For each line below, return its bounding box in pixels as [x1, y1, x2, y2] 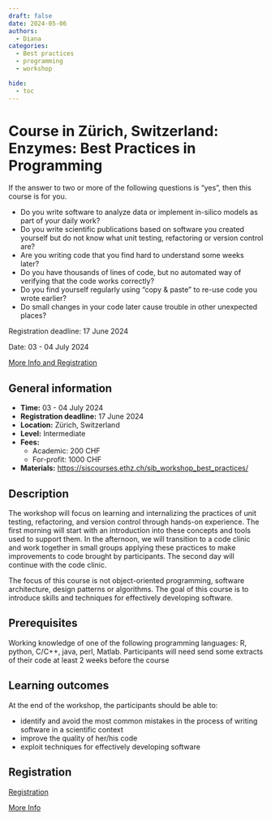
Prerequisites [8, 616, 78, 630]
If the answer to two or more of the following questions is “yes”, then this [8, 183, 252, 193]
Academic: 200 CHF [32, 446, 101, 456]
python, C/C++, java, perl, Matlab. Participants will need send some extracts [8, 646, 264, 656]
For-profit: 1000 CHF [32, 455, 102, 465]
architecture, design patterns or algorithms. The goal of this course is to [8, 585, 249, 595]
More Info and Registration [8, 358, 97, 367]
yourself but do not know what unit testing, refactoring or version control [19, 233, 264, 243]
